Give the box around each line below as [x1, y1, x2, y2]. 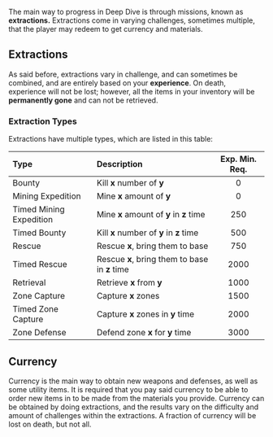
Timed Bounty [12, 227, 67, 238]
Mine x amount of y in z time [96, 209, 206, 221]
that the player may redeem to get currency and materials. [8, 24, 203, 33]
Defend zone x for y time [96, 327, 192, 339]
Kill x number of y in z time [96, 227, 199, 238]
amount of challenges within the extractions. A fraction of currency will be [8, 410, 257, 420]
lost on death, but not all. [8, 419, 92, 429]
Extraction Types [8, 116, 77, 127]
